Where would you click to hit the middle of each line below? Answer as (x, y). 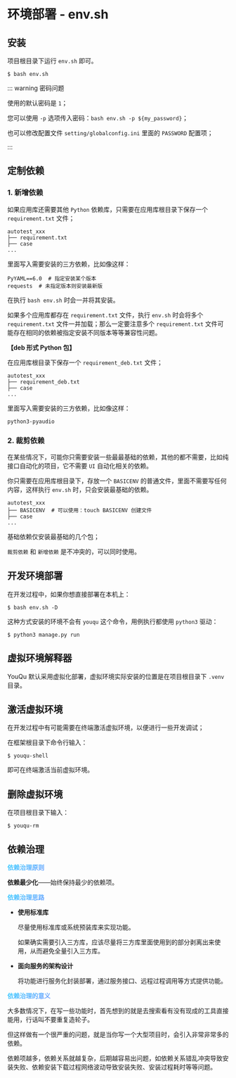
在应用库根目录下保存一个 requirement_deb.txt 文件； (85, 362)
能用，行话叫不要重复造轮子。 (50, 1020)
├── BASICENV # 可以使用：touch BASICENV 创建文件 (80, 510)
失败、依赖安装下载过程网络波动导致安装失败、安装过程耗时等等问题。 (114, 1067)
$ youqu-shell (28, 756)
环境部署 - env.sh (58, 14)
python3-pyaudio (31, 421)
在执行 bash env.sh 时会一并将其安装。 (63, 300)
